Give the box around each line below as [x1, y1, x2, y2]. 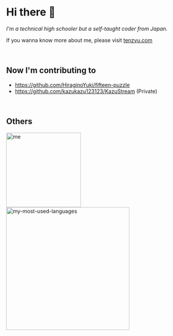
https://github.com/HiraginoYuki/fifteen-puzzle [14, 81, 130, 88]
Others [6, 116, 33, 127]
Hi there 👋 [6, 5, 55, 19]
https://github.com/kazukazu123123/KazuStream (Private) [14, 88, 157, 95]
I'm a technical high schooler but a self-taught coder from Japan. [6, 25, 168, 32]
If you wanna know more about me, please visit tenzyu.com [6, 36, 153, 43]
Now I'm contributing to [6, 66, 97, 76]
